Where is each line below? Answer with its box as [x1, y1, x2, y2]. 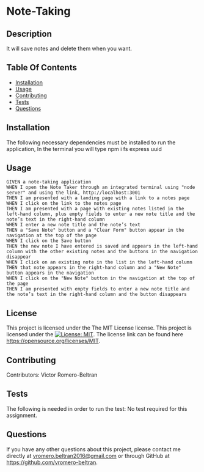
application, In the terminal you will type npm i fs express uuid [6, 145, 162, 152]
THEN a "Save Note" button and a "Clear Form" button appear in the [6, 227, 184, 234]
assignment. [6, 411, 38, 419]
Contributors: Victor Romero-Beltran [6, 371, 98, 378]
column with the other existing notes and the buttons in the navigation [6, 249, 199, 255]
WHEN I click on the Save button [6, 238, 92, 244]
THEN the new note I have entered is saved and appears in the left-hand [6, 243, 199, 249]
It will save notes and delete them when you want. [6, 45, 133, 52]
